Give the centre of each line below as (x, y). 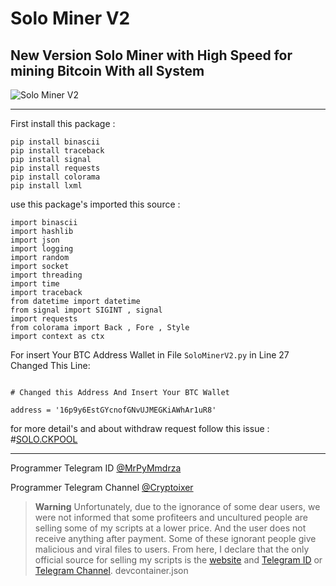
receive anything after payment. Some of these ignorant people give (175, 538)
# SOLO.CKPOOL (44, 439)
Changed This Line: (50, 365)
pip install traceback (57, 151)
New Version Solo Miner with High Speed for (151, 55)
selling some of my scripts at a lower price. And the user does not (170, 528)
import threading (46, 275)
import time (35, 284)
